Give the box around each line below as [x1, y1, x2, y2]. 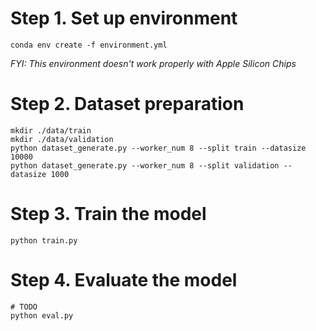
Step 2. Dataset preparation [10, 93, 245, 116]
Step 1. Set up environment [10, 7, 238, 30]
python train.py [10, 235, 78, 246]
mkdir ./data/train [10, 125, 92, 136]
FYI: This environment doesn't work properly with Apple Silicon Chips [10, 57, 297, 69]
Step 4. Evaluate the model [10, 269, 238, 291]
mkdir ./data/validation [10, 134, 114, 144]
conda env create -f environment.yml [10, 40, 168, 50]
